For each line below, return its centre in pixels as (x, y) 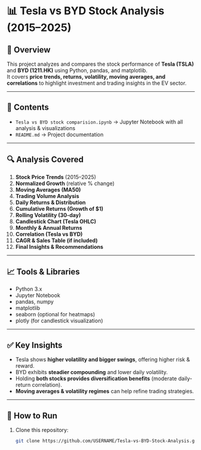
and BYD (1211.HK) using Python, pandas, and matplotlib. (77, 70)
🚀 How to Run (32, 416)
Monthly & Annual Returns (49, 227)
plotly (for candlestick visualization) (59, 321)
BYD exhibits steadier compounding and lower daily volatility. (92, 372)
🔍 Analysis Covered (45, 160)
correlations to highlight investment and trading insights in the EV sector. (97, 83)
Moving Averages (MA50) (48, 189)
